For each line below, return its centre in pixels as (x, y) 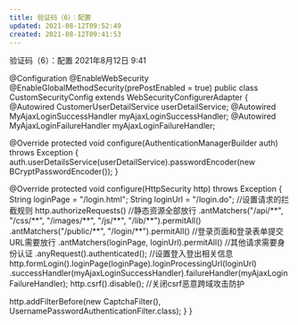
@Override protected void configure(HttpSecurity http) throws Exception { (146, 189)
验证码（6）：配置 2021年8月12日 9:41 (78, 61)
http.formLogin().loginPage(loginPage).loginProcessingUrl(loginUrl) (133, 263)
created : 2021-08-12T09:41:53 (66, 34)
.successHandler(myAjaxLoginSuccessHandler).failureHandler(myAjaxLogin (149, 273)
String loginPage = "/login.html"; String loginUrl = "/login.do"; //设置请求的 (145, 200)
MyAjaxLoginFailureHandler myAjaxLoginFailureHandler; (112, 126)
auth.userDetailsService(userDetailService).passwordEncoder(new (132, 162)
